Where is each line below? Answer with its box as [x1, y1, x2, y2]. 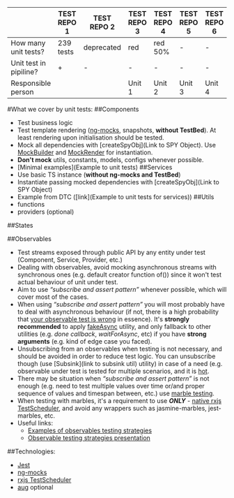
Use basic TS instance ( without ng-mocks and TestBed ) [17, 170, 181, 179]
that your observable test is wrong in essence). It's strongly [17, 315, 190, 323]
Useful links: [17, 419, 54, 427]
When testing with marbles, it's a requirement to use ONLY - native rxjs [17, 397, 221, 404]
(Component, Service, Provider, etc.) [17, 256, 123, 264]
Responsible [10, 78, 51, 88]
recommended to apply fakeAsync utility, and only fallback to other [17, 323, 211, 330]
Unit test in [10, 59, 47, 68]
